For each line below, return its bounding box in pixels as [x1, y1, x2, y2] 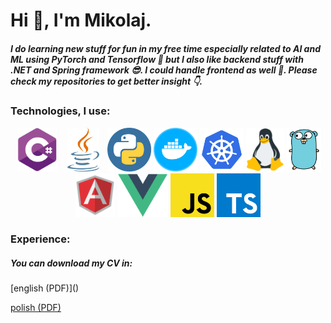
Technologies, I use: [10, 104, 111, 118]
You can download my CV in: [10, 257, 133, 269]
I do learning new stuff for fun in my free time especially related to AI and [10, 42, 321, 54]
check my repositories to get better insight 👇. [10, 75, 203, 87]
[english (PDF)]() [10, 282, 80, 294]
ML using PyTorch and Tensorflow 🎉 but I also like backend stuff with [10, 53, 304, 65]
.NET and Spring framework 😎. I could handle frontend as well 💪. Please [10, 64, 318, 76]
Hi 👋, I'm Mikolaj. [10, 9, 152, 32]
